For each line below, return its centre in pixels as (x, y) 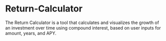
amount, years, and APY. (31, 33)
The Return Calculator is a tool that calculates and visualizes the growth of (82, 22)
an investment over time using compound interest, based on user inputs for (83, 27)
